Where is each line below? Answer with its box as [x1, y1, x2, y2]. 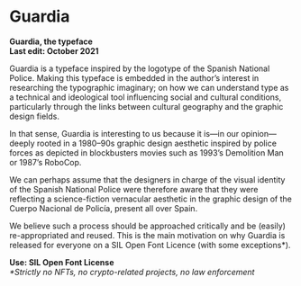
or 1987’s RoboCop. [9, 156, 82, 167]
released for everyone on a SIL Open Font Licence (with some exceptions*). [9, 239, 291, 250]
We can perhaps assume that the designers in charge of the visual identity [9, 174, 286, 185]
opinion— [241, 128, 278, 139]
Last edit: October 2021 [9, 45, 99, 56]
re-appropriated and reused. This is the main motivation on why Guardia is [9, 229, 286, 240]
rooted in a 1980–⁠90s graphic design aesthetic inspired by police [36, 138, 278, 148]
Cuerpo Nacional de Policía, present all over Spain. [9, 202, 198, 213]
